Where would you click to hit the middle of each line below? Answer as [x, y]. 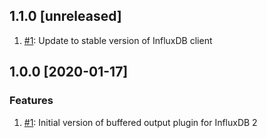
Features [31, 101]
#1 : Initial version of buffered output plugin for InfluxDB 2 [140, 122]
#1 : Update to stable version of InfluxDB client [118, 40]
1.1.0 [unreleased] [65, 16]
